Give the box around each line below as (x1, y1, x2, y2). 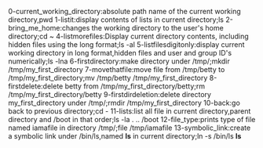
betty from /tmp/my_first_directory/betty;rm (64, 81, 206, 91)
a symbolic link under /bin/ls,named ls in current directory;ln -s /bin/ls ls (8, 132, 242, 140)
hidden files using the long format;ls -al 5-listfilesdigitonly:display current (8, 40, 245, 49)
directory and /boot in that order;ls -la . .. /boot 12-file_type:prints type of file (8, 115, 256, 124)
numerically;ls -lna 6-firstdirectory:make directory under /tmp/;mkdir (8, 56, 230, 66)
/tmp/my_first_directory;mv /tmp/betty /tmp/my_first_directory (8, 74, 208, 82)
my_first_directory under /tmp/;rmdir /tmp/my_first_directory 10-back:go (8, 98, 241, 107)
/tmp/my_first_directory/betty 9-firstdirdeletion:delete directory (8, 90, 212, 99)
